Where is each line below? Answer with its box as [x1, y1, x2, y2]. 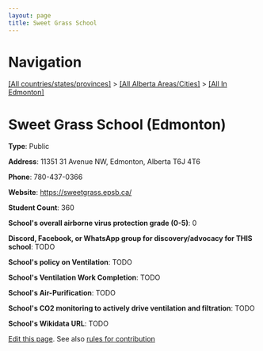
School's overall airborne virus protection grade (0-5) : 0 [8, 219, 197, 228]
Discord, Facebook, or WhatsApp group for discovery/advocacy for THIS [8, 234, 253, 243]
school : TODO [8, 242, 55, 252]
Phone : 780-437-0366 [8, 172, 83, 182]
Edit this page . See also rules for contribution [8, 334, 156, 344]
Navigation [8, 53, 82, 71]
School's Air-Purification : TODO [8, 288, 116, 298]
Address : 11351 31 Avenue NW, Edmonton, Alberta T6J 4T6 [8, 157, 200, 166]
